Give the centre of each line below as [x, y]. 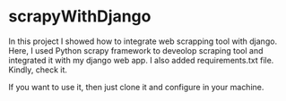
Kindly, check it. [38, 70]
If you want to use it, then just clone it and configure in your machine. [136, 87]
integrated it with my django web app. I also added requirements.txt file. [141, 60]
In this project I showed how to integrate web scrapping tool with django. [143, 41]
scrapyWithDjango [80, 17]
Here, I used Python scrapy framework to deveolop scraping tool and [136, 50]
